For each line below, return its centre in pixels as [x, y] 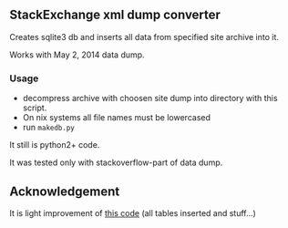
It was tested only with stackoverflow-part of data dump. [116, 162]
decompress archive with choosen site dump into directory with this [150, 98]
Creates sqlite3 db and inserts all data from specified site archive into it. [144, 36]
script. [35, 108]
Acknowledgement [65, 191]
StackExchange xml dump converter [115, 15]
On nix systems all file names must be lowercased [117, 118]
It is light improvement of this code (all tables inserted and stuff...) [133, 212]
